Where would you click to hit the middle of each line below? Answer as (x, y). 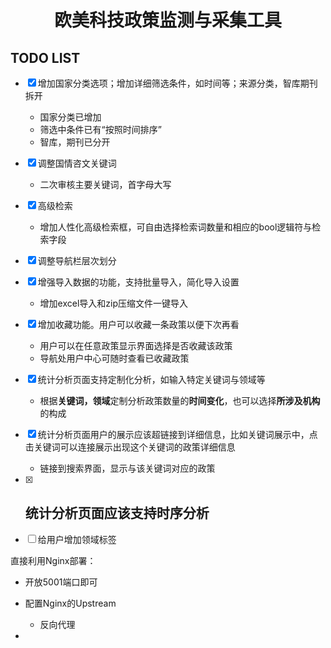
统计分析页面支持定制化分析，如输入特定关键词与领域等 (151, 379)
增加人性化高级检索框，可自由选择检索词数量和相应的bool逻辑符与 (176, 227)
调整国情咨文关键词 (77, 163)
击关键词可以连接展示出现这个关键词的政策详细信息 (130, 447)
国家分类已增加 (70, 117)
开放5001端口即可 (61, 582)
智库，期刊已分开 (75, 142)
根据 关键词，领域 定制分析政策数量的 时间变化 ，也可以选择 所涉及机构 (180, 400)
